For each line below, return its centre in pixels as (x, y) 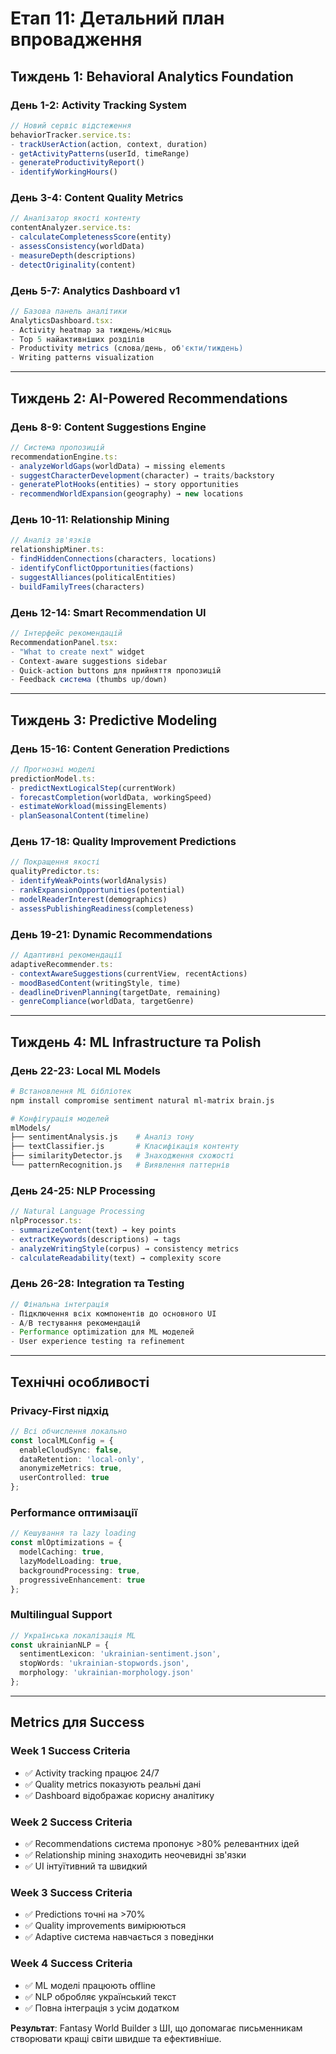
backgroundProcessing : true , (80, 1570)
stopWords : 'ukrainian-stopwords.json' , (104, 1663)
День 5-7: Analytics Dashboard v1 (95, 290)
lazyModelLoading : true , (71, 1561)
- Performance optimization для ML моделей (102, 1332)
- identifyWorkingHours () (64, 172)
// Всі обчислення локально (69, 1431)
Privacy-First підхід (59, 1410)
